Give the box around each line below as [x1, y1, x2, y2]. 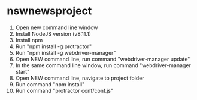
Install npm [15, 36, 43, 43]
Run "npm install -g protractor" [15, 43, 92, 50]
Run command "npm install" [15, 80, 85, 87]
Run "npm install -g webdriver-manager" [15, 49, 116, 56]
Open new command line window [15, 24, 98, 31]
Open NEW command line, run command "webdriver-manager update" [15, 55, 190, 62]
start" [15, 68, 30, 75]
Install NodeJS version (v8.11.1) [15, 30, 92, 37]
